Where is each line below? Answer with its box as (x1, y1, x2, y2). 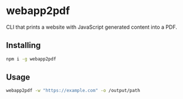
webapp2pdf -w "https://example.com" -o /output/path (6, 88, 141, 94)
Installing (6, 40, 41, 50)
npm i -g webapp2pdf (6, 56, 57, 62)
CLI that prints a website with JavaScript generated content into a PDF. (6, 23, 177, 30)
